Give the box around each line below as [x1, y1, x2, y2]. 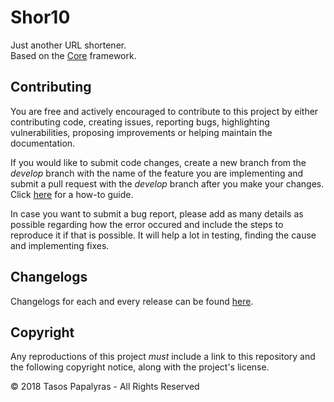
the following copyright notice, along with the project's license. [10, 361, 270, 373]
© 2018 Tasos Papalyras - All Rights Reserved [10, 381, 200, 393]
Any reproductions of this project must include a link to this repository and [10, 351, 316, 363]
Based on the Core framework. [10, 49, 137, 61]
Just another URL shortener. [10, 39, 127, 51]
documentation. [10, 137, 76, 149]
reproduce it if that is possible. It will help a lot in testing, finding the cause [10, 229, 317, 241]
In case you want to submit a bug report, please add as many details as [10, 207, 304, 220]
